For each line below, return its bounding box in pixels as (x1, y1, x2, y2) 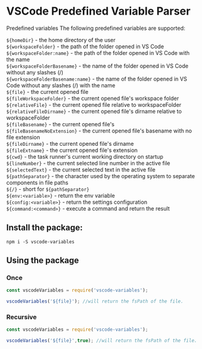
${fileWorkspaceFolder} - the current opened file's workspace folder (6, 95, 179, 102)
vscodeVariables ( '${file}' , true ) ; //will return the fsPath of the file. (6, 337, 198, 344)
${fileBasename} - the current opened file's (6, 120, 114, 128)
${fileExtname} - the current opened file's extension (6, 146, 138, 154)
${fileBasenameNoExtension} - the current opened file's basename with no (6, 127, 192, 134)
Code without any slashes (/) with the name (6, 81, 116, 89)
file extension (6, 133, 41, 141)
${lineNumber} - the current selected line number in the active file (6, 159, 170, 167)
